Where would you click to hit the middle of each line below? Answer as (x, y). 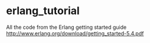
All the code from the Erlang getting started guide (66, 27)
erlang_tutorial (43, 11)
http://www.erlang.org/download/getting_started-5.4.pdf (75, 33)
